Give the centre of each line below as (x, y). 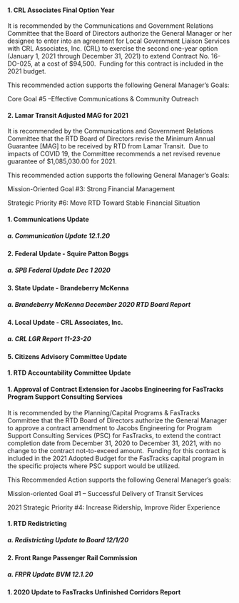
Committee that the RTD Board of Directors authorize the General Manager (117, 420)
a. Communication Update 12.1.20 (59, 235)
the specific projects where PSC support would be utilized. (94, 466)
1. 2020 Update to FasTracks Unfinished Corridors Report (94, 592)
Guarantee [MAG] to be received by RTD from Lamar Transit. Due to (108, 146)
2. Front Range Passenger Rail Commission (72, 558)
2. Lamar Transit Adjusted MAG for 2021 (68, 115)
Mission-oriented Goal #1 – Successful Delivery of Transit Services (105, 493)
